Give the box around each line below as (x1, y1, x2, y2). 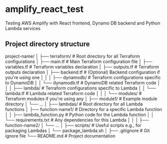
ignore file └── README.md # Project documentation (5, 132, 116, 138)
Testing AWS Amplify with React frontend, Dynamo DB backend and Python (5, 20, 161, 26)
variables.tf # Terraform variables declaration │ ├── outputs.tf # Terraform (5, 63, 160, 69)
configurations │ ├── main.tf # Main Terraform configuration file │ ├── (5, 58, 153, 64)
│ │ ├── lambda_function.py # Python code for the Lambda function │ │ (5, 111, 154, 117)
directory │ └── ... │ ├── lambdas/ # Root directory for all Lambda (5, 101, 143, 107)
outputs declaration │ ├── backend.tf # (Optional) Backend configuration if (5, 69, 161, 75)
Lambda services (5, 25, 41, 31)
